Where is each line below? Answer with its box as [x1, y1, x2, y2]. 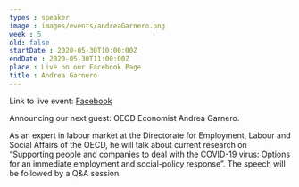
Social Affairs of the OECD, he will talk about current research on [9, 139, 247, 150]
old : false [9, 37, 50, 47]
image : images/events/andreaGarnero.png [9, 21, 166, 30]
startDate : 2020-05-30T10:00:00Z [9, 46, 138, 55]
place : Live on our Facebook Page [9, 63, 142, 72]
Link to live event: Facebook [9, 95, 112, 106]
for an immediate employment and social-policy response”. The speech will [9, 158, 286, 169]
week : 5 [9, 29, 42, 38]
